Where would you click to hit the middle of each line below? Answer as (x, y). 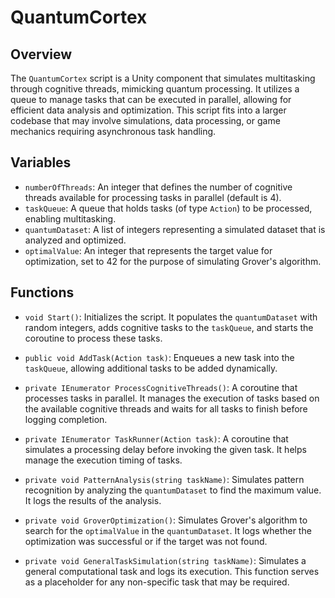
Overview (41, 54)
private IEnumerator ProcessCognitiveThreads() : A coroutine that (161, 387)
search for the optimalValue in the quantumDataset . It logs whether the (168, 530)
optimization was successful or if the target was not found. (146, 541)
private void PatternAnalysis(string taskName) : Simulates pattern (164, 479)
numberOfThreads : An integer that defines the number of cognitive (158, 187)
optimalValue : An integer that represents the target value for (148, 250)
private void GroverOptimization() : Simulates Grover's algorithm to (166, 520)
